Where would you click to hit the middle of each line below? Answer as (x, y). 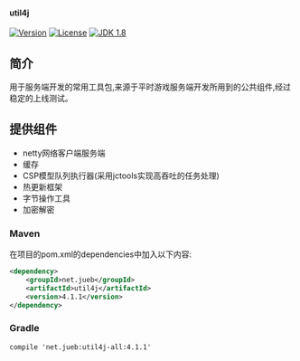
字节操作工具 (46, 198)
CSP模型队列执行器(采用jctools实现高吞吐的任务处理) (121, 176)
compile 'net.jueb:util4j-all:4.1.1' (80, 347)
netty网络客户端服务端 (64, 153)
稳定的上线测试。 (41, 99)
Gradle (24, 328)
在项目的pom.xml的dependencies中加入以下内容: (101, 254)
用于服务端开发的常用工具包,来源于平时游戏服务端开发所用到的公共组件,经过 (150, 87)
